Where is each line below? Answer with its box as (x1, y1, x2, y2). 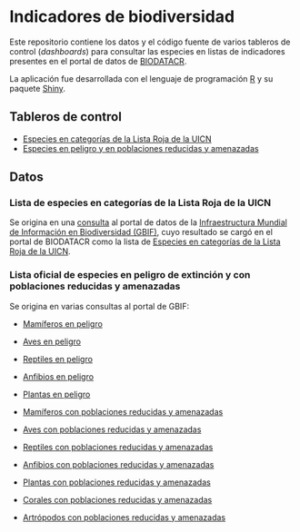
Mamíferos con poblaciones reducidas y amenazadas (22, 406, 224, 417)
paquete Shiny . (9, 83, 66, 94)
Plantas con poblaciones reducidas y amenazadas (22, 477, 211, 488)
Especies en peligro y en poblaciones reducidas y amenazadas (22, 143, 259, 153)
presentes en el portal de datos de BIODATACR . (9, 55, 187, 66)
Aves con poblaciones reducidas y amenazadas (22, 424, 202, 435)
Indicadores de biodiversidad (9, 6, 235, 27)
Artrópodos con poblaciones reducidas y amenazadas (22, 511, 225, 523)
